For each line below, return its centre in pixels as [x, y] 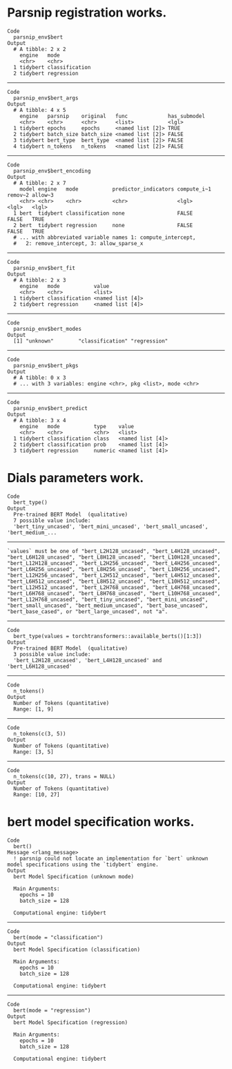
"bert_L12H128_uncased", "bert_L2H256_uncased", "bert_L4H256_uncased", [114, 563]
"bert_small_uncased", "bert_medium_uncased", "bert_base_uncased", [108, 606]
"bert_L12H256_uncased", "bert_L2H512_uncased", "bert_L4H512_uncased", [114, 575]
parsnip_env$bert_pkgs [46, 365]
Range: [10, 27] [37, 794]
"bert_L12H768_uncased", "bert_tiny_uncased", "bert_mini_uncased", [108, 599]
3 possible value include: [52, 654]
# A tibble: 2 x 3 [40, 280]
